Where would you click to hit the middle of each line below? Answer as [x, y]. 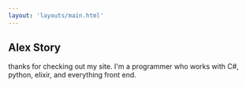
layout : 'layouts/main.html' [56, 15]
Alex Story [35, 48]
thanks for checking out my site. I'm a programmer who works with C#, [123, 66]
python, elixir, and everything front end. [72, 75]
